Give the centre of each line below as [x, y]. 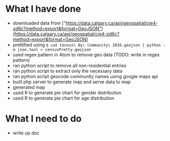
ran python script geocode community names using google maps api [86, 76]
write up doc [26, 133]
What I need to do [44, 119]
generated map [29, 87]
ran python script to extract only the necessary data [68, 71]
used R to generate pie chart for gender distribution [67, 92]
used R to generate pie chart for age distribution [63, 98]
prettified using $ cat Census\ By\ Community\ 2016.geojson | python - [89, 44]
